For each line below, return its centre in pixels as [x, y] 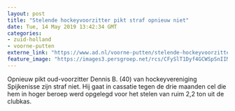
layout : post [26, 14]
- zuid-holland [29, 40]
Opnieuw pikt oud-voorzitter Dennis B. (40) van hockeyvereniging [102, 79]
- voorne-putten [31, 46]
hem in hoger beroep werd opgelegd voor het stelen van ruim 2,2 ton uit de [116, 94]
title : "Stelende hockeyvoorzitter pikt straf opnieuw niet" [98, 20]
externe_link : [28, 53]
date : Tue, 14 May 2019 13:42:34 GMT [62, 27]
